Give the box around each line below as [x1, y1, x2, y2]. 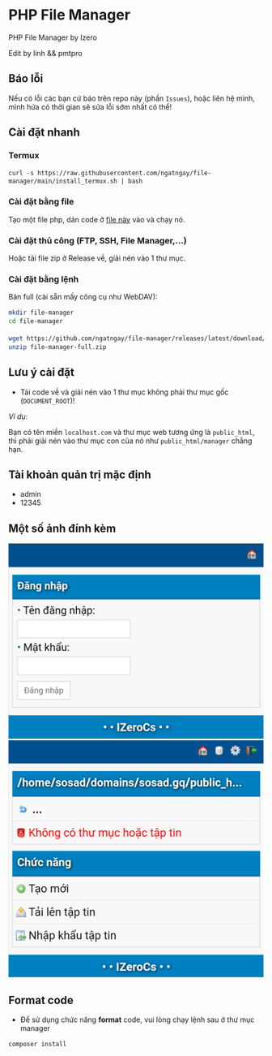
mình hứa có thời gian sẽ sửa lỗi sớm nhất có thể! [8, 101, 172, 111]
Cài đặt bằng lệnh [8, 274, 79, 285]
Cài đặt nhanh [8, 126, 80, 140]
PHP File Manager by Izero [8, 32, 97, 42]
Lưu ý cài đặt [8, 365, 74, 379]
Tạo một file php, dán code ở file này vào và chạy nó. [8, 214, 185, 224]
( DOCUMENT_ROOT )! [19, 395, 75, 405]
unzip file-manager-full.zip [8, 343, 107, 351]
